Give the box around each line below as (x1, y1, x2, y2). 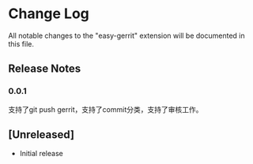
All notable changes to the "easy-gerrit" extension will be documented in (8, 31, 245, 40)
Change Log (8, 5, 89, 23)
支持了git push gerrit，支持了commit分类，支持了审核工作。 (8, 104, 203, 114)
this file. (8, 39, 34, 48)
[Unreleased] (8, 128, 75, 142)
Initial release (19, 149, 63, 158)
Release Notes (8, 62, 81, 76)
